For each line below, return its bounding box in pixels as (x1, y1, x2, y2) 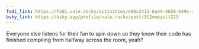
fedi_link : (6, 8, 33, 15)
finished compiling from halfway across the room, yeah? (6, 36, 143, 43)
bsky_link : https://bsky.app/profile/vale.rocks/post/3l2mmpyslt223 (6, 14, 179, 20)
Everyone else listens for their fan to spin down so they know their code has (6, 30, 191, 37)
